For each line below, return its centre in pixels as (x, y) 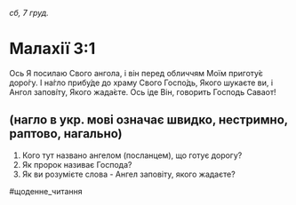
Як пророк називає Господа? (77, 164)
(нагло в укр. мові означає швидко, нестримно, (149, 120)
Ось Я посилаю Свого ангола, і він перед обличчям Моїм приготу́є (136, 73)
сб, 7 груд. (29, 13)
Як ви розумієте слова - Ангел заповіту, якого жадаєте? (128, 174)
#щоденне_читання (46, 191)
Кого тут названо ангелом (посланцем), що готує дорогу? (132, 155)
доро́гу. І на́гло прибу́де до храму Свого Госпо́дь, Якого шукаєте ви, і (141, 83)
